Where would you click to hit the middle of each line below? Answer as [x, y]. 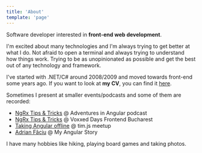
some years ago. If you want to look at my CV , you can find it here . [89, 83]
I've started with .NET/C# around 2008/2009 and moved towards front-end [99, 77]
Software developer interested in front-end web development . [84, 34]
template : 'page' [28, 17]
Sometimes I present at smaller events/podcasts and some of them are [94, 95]
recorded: [18, 101]
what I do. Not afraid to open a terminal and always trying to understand [95, 52]
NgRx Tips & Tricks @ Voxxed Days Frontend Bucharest [84, 119]
